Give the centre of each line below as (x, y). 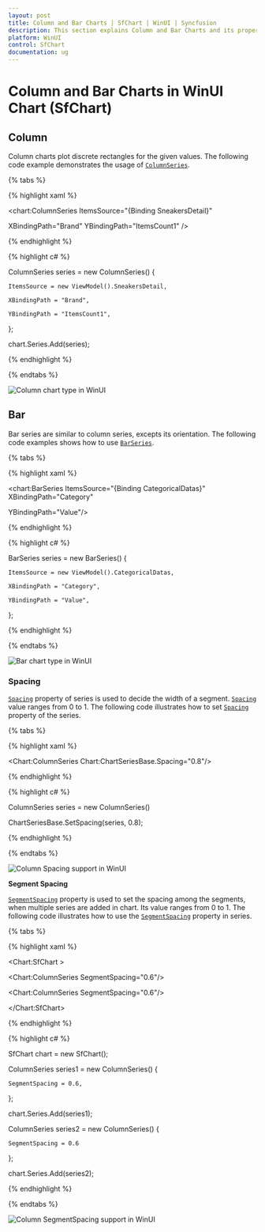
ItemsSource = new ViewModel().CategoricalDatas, (91, 573)
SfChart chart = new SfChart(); (58, 1054)
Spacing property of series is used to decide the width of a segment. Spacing (132, 699)
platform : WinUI (35, 38)
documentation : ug (38, 52)
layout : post (30, 15)
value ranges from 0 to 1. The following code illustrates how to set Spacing (129, 707)
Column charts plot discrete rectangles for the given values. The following (128, 156)
